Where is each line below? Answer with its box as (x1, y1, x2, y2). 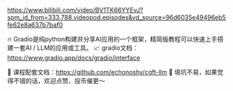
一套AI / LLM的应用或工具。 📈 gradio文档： (13, 44, 139, 51)
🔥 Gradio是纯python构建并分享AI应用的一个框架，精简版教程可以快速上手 (7, 35, 218, 43)
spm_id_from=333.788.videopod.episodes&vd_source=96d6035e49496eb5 (7, 13, 227, 22)
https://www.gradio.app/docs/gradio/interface (7, 53, 141, 62)
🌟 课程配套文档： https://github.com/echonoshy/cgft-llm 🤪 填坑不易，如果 (7, 68, 218, 76)
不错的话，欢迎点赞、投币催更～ (13, 76, 105, 85)
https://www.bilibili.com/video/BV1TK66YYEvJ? (7, 6, 144, 14)
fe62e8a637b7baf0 (7, 21, 63, 28)
